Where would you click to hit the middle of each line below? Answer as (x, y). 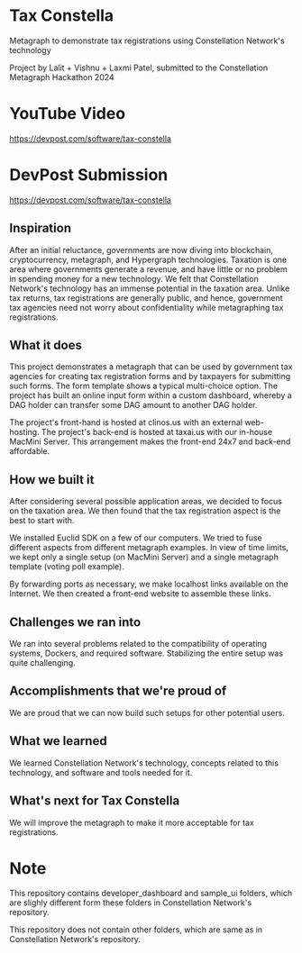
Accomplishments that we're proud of (118, 691)
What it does (46, 345)
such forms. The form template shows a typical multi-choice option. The (143, 386)
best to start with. (42, 521)
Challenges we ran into (75, 622)
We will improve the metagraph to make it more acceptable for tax (132, 822)
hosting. (24, 432)
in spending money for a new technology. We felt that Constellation (134, 278)
